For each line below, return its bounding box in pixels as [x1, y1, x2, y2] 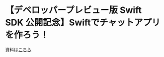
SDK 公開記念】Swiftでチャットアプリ [5, 17, 161, 28]
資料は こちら [5, 47, 31, 53]
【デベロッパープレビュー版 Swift [5, 4, 142, 16]
